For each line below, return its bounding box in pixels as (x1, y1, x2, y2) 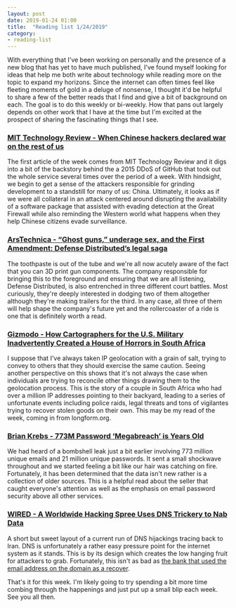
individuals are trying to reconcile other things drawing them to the (7, 376, 200, 385)
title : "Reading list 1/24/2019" (7, 23, 109, 30)
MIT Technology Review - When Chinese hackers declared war (7, 133, 226, 143)
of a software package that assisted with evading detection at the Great (7, 202, 215, 211)
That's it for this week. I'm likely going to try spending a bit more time (7, 577, 208, 586)
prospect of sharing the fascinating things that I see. (7, 115, 159, 124)
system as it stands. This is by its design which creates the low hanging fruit (7, 549, 228, 557)
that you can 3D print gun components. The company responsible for (7, 267, 208, 275)
